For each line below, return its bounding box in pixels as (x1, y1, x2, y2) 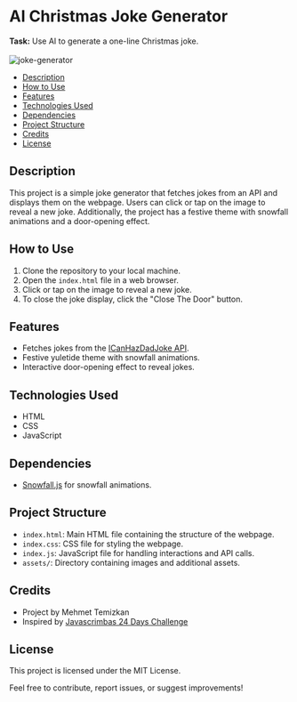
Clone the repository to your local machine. (21, 265, 181, 276)
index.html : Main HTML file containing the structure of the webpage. (21, 529, 275, 539)
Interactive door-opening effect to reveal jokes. (21, 362, 196, 373)
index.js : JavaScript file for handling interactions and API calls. (21, 547, 255, 558)
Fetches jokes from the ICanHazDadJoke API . (21, 343, 189, 353)
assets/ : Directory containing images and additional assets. (21, 557, 240, 568)
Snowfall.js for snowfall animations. (21, 480, 152, 490)
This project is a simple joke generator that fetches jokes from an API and (9, 187, 278, 198)
